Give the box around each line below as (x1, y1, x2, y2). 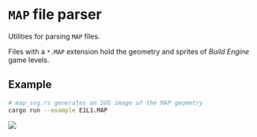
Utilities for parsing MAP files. (8, 31, 100, 41)
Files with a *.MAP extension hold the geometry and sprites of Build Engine (8, 46, 250, 56)
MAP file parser (8, 6, 102, 24)
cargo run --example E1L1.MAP (8, 106, 108, 114)
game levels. (8, 55, 50, 65)
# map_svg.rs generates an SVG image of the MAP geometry (8, 98, 203, 107)
